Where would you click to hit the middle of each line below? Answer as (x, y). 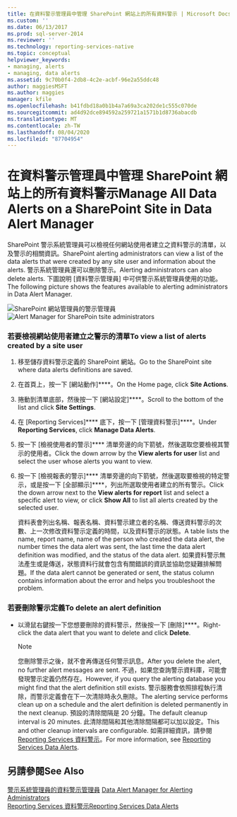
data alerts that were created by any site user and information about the (112, 262)
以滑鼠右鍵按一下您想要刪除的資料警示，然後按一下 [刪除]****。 (110, 625)
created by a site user (45, 346)
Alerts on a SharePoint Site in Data (110, 209)
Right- (212, 625)
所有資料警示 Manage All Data (131, 193)
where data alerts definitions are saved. (75, 370)
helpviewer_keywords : (39, 60)
